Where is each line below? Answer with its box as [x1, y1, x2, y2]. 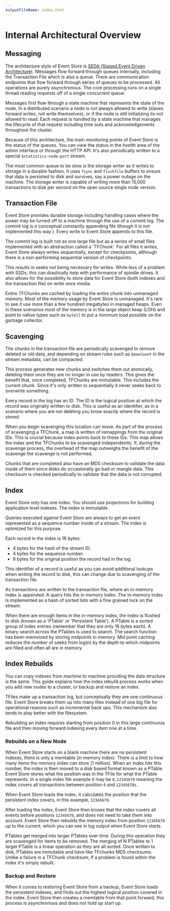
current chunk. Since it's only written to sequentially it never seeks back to [5, 382, 161, 388]
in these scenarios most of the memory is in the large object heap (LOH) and [5, 307, 165, 313]
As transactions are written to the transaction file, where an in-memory [5, 587, 154, 593]
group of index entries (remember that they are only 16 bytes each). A [5, 623, 151, 630]
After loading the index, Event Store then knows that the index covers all [5, 807, 156, 813]
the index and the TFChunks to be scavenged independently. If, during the [5, 440, 161, 446]
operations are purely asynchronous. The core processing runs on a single [5, 84, 161, 90]
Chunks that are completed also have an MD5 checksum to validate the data [5, 461, 165, 467]
